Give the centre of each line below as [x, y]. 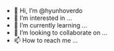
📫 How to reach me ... [46, 40]
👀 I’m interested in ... [43, 18]
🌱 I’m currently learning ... [50, 25]
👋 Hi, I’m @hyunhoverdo [48, 11]
